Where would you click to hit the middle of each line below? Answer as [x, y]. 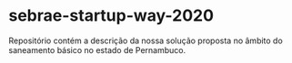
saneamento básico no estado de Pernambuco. [97, 49]
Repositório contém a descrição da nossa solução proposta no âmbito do [146, 40]
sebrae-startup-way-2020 [111, 16]
